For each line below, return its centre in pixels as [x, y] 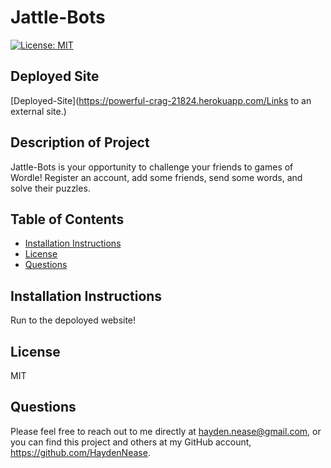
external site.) [38, 111]
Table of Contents [67, 219]
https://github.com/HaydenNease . [80, 452]
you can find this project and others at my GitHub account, [131, 442]
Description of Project [80, 142]
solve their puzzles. [50, 188]
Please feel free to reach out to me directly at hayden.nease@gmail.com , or [166, 431]
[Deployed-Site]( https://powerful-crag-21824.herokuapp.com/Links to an [161, 100]
